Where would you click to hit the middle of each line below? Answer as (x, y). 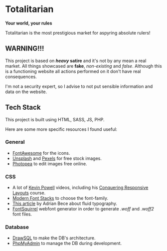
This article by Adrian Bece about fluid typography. (65, 203)
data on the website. (26, 92)
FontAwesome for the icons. (41, 153)
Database (17, 227)
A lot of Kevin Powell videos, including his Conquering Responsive (80, 188)
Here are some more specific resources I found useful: (61, 129)
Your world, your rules (29, 23)
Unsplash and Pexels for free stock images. (57, 158)
